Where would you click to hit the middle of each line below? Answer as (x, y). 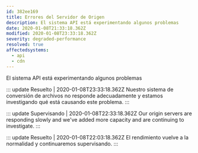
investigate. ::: (23, 126)
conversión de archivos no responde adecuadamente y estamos (84, 96)
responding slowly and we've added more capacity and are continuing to (95, 119)
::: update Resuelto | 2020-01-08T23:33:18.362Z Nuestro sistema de (90, 89)
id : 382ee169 (22, 12)
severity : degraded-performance (46, 39)
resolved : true (25, 45)
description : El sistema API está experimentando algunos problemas (92, 22)
